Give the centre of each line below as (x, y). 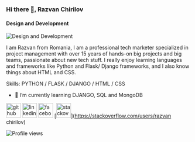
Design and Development (37, 23)
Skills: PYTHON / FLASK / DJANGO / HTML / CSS (66, 84)
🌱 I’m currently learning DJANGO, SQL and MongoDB (79, 95)
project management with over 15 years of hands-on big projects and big (94, 54)
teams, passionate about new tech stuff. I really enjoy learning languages (94, 60)
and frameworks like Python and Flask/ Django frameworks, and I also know (98, 66)
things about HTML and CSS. (41, 72)
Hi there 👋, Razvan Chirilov (45, 9)
